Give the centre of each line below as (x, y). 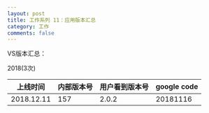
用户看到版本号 (124, 87)
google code (177, 87)
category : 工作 (28, 26)
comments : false (31, 33)
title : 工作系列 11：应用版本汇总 (52, 20)
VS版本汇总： (27, 53)
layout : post (26, 14)
